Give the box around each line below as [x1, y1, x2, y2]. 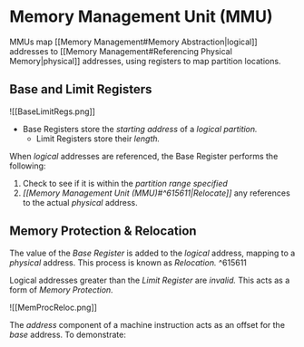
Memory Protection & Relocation [9, 224, 197, 239]
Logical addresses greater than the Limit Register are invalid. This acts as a [9, 275, 290, 285]
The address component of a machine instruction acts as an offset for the [9, 319, 286, 330]
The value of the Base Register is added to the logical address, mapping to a [9, 247, 296, 258]
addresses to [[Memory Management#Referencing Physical [9, 45, 233, 56]
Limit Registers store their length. [35, 133, 161, 144]
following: [9, 160, 46, 171]
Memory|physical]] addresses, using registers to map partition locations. [9, 55, 281, 66]
